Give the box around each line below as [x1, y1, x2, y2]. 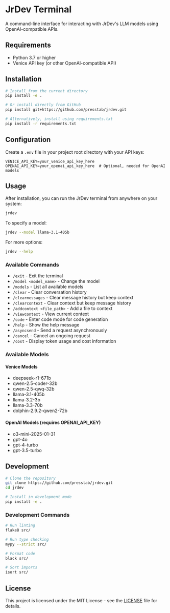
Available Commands [5, 261, 60, 268]
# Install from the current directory [5, 88, 88, 93]
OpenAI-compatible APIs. [5, 26, 59, 32]
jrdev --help [5, 249, 33, 254]
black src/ [5, 556, 29, 561]
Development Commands [5, 511, 70, 518]
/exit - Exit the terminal [12, 273, 63, 279]
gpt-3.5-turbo [12, 447, 42, 453]
